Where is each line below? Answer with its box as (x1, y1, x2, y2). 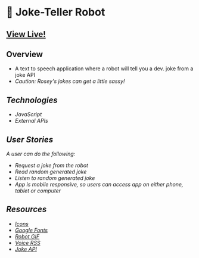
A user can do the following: (6, 150, 76, 157)
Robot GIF (14, 232, 40, 240)
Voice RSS (14, 239, 41, 246)
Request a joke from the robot (14, 162, 88, 169)
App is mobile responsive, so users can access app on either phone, (14, 181, 184, 188)
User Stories (6, 134, 54, 145)
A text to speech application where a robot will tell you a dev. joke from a (14, 65, 194, 72)
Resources (6, 204, 47, 215)
